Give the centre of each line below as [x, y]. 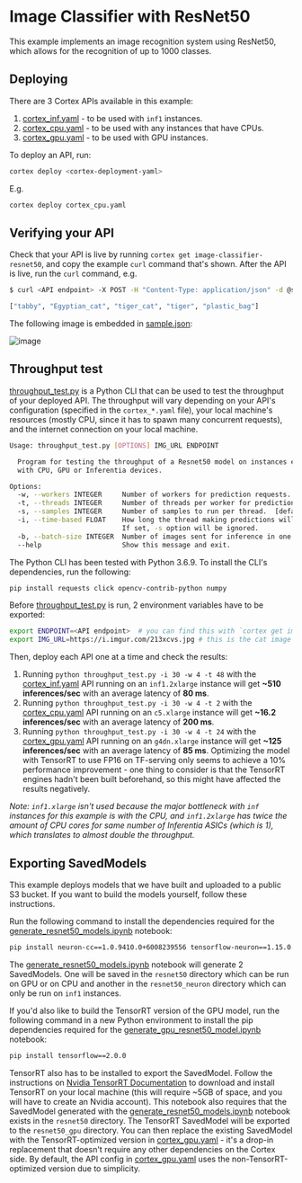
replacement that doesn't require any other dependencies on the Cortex [142, 1149]
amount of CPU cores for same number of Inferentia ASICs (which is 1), [142, 825]
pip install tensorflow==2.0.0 [68, 1055]
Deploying [39, 80]
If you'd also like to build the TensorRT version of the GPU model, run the [145, 1010]
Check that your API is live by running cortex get [100, 254]
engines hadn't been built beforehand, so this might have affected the [151, 779]
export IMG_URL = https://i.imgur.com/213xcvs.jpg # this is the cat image [151, 640]
